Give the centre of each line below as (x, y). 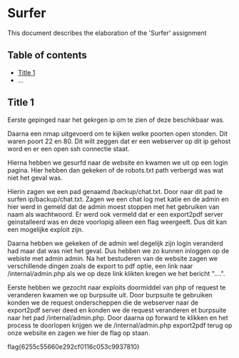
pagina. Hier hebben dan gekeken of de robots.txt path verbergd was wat (115, 170)
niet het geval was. (35, 178)
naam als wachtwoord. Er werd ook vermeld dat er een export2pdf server (115, 214)
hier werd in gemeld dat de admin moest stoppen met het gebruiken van (113, 206)
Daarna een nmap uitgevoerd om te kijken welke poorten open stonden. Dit (118, 133)
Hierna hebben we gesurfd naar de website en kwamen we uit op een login (118, 163)
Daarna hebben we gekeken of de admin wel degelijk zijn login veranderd (115, 243)
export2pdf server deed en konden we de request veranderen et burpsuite (117, 310)
